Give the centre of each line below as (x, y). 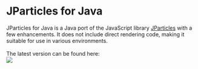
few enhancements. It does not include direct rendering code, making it (95, 34)
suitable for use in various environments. (57, 41)
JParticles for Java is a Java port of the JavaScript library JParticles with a (99, 28)
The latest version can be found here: (53, 53)
